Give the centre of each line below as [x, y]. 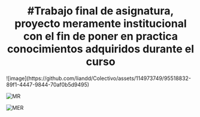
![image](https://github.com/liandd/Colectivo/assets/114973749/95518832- [99, 78]
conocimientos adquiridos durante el [101, 49]
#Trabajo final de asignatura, [101, 11]
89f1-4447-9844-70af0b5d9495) [48, 84]
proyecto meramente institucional [101, 24]
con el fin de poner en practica [101, 36]
